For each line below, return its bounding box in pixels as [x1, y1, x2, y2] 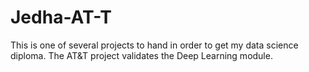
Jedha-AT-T [10, 6, 112, 29]
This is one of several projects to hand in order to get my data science [10, 39, 299, 51]
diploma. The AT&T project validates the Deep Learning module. [10, 49, 273, 61]
